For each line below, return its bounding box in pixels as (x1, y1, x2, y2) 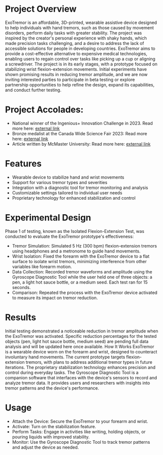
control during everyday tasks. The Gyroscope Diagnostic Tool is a (5, 370, 139, 375)
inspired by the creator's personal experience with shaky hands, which (5, 35, 147, 41)
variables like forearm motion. (12, 264, 72, 269)
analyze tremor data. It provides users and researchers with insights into (5, 380, 150, 386)
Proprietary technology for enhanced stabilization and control (12, 195, 136, 201)
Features (5, 158, 42, 169)
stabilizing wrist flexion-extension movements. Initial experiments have (5, 66, 147, 72)
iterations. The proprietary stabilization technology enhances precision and (5, 364, 156, 370)
